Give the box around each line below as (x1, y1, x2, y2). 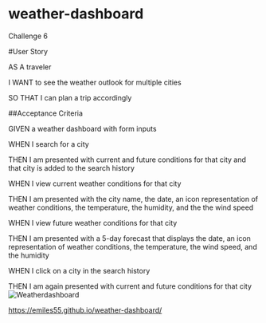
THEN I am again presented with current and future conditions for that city (8, 281, 252, 291)
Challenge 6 (8, 31, 48, 41)
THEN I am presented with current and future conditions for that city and (8, 155, 247, 164)
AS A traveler (8, 61, 52, 72)
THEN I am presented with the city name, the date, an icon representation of (8, 194, 259, 203)
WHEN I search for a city (8, 139, 89, 148)
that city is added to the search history (8, 163, 135, 172)
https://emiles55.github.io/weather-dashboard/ (8, 305, 162, 315)
